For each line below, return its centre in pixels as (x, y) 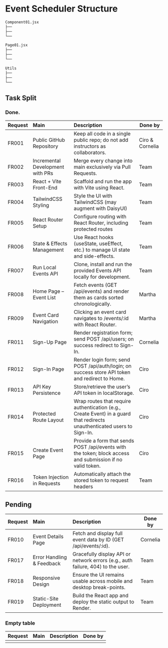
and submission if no (98, 460)
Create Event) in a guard (102, 414)
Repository (45, 146)
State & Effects (50, 244)
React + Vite (47, 181)
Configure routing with (100, 217)
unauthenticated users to (103, 426)
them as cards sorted (99, 298)
